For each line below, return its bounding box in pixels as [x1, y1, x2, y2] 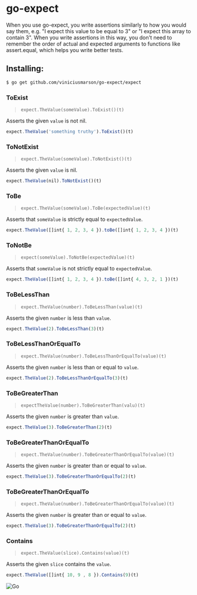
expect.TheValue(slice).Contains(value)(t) [20, 550, 130, 557]
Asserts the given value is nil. [6, 166, 78, 173]
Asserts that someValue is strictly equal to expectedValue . [6, 216, 143, 223]
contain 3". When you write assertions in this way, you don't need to [6, 34, 173, 41]
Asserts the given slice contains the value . [6, 561, 111, 568]
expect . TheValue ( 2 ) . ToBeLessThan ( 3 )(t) [6, 326, 105, 332]
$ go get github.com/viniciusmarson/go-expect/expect [6, 79, 142, 85]
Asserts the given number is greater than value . [6, 413, 120, 420]
